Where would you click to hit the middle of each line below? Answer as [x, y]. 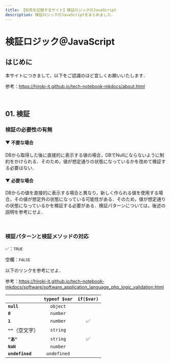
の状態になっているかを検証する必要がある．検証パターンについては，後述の [86, 206]
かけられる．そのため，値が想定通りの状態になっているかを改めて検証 [88, 162]
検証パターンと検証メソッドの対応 [47, 237]
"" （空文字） [23, 330]
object [58, 306]
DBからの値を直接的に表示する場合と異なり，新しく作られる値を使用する [82, 193]
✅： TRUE [14, 248]
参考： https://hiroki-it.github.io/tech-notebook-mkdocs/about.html [75, 86]
